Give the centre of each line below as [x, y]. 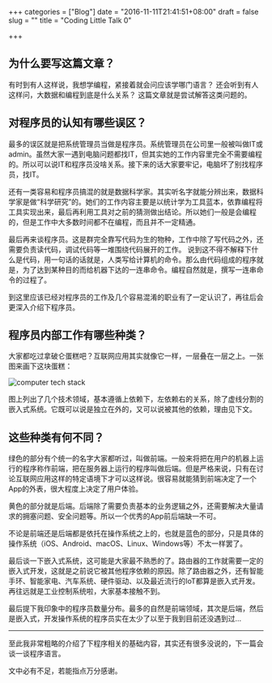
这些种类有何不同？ [56, 437]
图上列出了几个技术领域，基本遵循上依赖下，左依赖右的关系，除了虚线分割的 [136, 399]
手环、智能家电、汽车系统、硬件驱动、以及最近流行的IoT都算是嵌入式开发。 [134, 581]
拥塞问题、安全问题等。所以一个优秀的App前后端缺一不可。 [121, 516]
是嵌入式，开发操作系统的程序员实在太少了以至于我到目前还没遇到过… [125, 619]
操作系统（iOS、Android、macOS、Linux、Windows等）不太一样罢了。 [128, 543]
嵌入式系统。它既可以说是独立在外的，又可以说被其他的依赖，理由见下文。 [132, 410]
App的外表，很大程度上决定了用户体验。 [76, 489]
